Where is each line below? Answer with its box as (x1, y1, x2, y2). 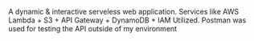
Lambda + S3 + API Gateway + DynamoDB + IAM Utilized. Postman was (8, 15, 247, 25)
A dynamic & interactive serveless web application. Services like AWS (8, 7, 240, 16)
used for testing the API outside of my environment (8, 24, 178, 33)
